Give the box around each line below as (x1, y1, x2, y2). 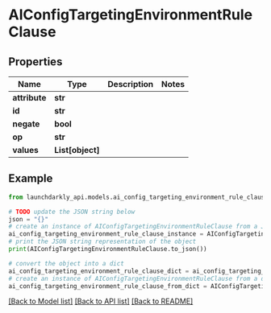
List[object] (54, 145, 100, 155)
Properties (8, 55, 63, 68)
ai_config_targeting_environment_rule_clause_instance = (8, 230, 204, 238)
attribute (12, 93, 47, 103)
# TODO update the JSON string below (8, 208, 135, 216)
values (12, 145, 39, 155)
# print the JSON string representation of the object (8, 237, 197, 246)
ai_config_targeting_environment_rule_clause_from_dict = (8, 282, 207, 290)
